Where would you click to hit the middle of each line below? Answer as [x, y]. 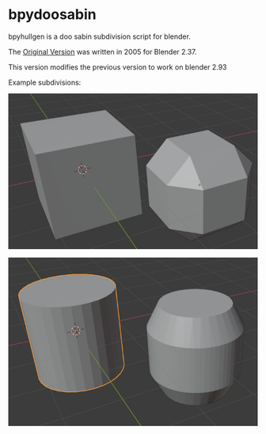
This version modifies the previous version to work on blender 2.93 [118, 67]
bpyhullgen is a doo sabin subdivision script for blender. [100, 36]
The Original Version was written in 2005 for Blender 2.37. [103, 51]
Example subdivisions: [45, 82]
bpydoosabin [52, 15]
